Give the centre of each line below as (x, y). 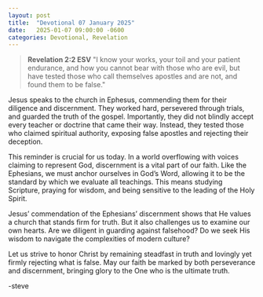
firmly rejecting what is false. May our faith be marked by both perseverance (132, 262)
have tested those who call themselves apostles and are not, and (132, 76)
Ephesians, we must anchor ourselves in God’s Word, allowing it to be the (127, 174)
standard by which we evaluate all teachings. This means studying (115, 182)
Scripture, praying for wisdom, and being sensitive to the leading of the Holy (131, 190)
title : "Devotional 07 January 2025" (71, 23)
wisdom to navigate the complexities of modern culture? (99, 239)
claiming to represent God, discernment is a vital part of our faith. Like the (128, 165)
